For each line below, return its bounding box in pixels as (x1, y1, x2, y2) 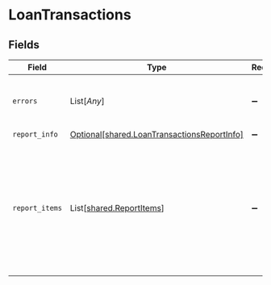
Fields (8, 38, 40, 52)
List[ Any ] (69, 95, 105, 107)
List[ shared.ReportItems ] (69, 203, 165, 213)
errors (12, 97, 38, 106)
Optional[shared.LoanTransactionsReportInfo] (69, 129, 244, 140)
